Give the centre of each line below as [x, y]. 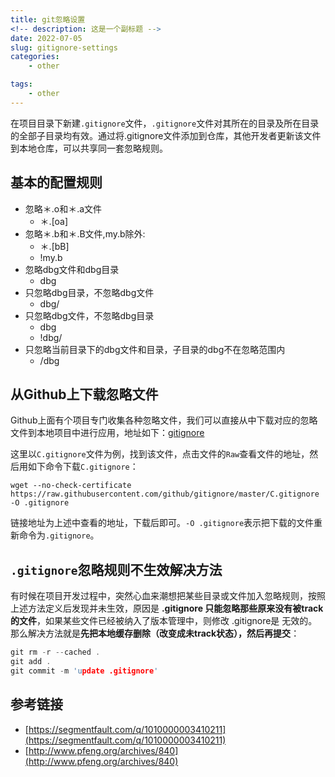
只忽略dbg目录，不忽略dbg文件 [89, 292]
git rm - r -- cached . [55, 652]
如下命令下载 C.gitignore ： [83, 467]
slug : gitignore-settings [64, 47]
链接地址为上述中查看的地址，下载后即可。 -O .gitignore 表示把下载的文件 [162, 523]
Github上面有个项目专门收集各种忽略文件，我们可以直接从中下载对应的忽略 [164, 420]
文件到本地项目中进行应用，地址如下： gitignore [107, 433]
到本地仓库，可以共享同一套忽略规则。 [89, 148]
